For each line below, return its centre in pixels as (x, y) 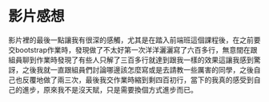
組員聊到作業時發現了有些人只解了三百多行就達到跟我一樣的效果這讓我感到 (131, 60)
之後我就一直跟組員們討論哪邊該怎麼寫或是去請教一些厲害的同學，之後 (138, 69)
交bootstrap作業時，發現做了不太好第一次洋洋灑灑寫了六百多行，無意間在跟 (133, 49)
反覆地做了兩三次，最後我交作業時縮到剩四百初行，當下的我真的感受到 (138, 80)
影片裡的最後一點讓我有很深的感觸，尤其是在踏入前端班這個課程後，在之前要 (134, 40)
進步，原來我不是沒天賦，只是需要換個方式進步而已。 (110, 89)
